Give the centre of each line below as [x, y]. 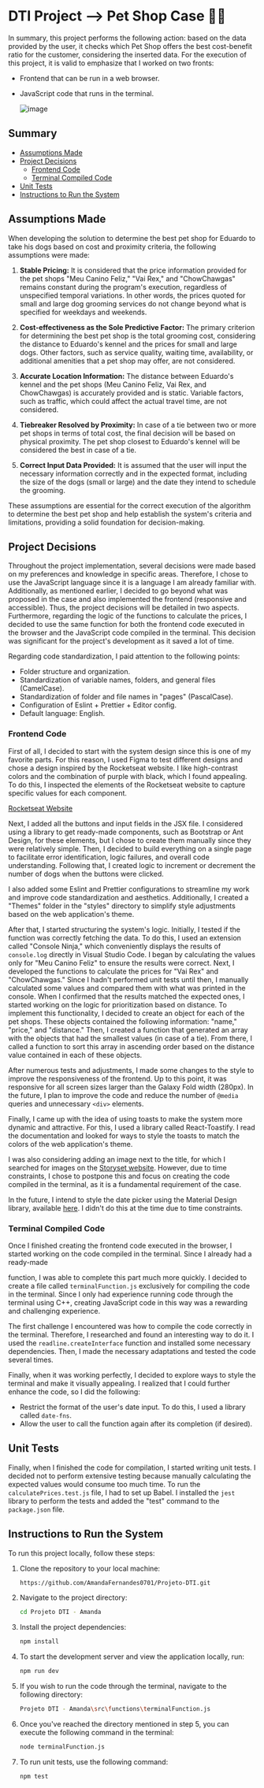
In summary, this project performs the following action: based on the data [127, 38]
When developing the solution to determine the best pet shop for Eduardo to [132, 238]
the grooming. [42, 490]
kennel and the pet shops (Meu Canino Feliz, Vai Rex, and [113, 384]
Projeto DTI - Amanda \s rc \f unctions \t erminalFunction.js [115, 1709]
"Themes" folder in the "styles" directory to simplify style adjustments [122, 906]
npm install [39, 1641]
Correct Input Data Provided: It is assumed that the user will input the [133, 465]
